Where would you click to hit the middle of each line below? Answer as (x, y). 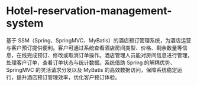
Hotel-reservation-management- (89, 11)
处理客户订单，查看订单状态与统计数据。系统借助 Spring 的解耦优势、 (91, 62)
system (25, 23)
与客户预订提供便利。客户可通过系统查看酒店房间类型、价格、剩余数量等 (94, 48)
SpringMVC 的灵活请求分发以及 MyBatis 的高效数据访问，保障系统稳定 (92, 70)
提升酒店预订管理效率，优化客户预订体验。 (68, 77)
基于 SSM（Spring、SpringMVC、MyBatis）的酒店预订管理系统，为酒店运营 (99, 40)
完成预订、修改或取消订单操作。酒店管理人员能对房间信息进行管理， (109, 55)
